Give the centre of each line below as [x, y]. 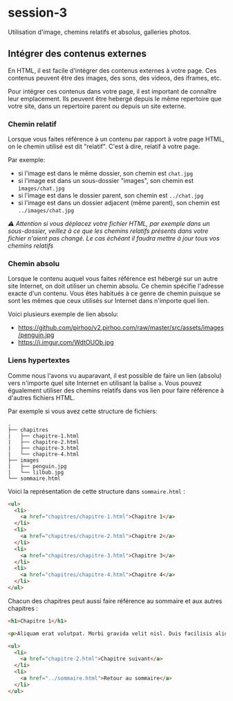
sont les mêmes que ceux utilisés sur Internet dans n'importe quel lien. [109, 301]
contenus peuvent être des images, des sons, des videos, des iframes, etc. [115, 78]
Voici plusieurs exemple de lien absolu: [63, 314]
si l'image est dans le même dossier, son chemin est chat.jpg [105, 173]
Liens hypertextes [39, 361]
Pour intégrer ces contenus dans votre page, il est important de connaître [112, 91]
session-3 [38, 13]
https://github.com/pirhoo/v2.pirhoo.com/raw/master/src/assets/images [121, 328]
